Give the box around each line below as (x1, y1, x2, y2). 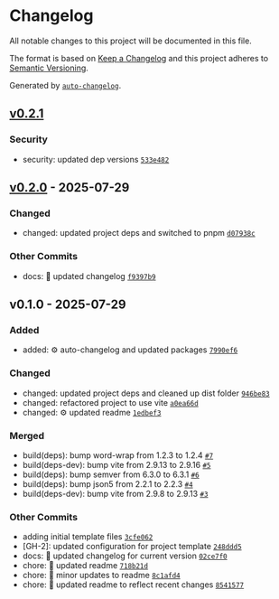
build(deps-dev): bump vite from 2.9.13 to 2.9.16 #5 (22, 459, 211, 470)
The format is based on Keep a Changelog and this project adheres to (9, 52, 269, 63)
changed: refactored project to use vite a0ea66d (22, 397, 199, 407)
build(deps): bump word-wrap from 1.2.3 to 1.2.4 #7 (22, 449, 214, 461)
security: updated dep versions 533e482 (22, 154, 170, 164)
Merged (9, 429, 45, 442)
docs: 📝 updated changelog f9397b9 (22, 270, 156, 281)
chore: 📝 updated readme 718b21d (22, 560, 149, 571)
